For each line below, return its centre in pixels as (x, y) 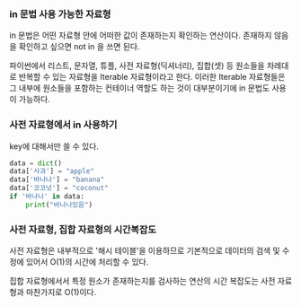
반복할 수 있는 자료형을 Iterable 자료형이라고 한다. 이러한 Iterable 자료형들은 (152, 77)
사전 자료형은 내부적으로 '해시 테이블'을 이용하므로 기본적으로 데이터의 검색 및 (145, 251)
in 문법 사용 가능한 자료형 (60, 13)
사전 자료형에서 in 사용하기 (63, 125)
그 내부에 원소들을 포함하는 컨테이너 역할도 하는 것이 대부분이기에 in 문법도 (140, 88)
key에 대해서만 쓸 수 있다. (54, 146)
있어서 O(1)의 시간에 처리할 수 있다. (87, 262)
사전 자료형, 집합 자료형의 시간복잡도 (83, 229)
